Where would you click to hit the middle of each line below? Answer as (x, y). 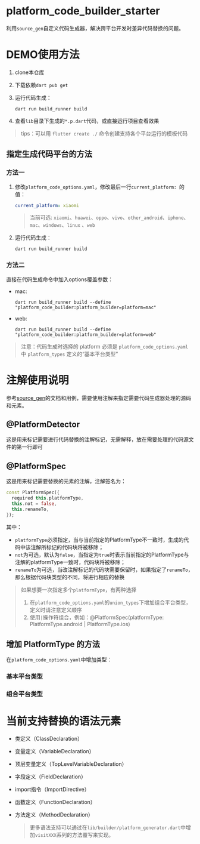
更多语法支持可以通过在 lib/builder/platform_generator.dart (105, 827)
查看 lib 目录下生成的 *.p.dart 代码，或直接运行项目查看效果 (87, 121)
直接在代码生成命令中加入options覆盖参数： (60, 279)
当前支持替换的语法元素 (64, 721)
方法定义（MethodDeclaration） (54, 815)
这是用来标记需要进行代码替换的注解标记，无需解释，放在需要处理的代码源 (97, 439)
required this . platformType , (48, 498)
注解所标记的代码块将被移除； (67, 547)
